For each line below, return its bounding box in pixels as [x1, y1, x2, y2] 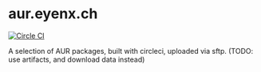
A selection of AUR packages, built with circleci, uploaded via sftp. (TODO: [8, 46, 254, 55]
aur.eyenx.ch [8, 5, 98, 23]
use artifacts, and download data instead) [8, 55, 145, 64]
